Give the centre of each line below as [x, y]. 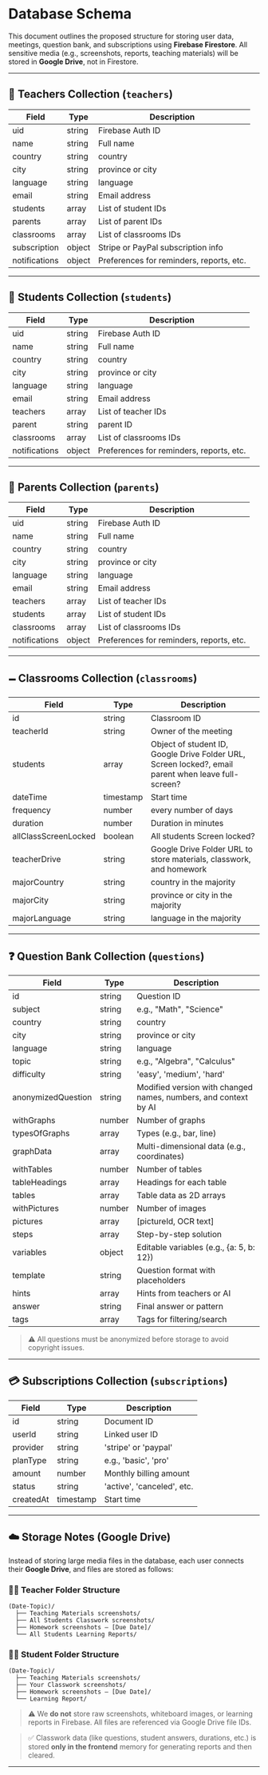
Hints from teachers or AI [184, 1293]
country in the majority [193, 883]
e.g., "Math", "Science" [180, 1009]
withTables [33, 1169]
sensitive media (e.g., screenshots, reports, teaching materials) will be [124, 53]
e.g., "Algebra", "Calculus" [186, 1061]
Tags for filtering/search [182, 1319]
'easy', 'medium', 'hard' [181, 1074]
